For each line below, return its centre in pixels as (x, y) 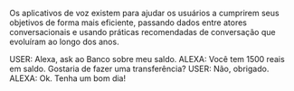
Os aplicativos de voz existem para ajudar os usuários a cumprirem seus (144, 13)
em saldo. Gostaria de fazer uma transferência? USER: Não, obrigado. (139, 68)
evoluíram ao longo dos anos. (64, 41)
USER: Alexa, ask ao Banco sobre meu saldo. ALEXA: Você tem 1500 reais (147, 59)
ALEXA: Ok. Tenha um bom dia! (68, 78)
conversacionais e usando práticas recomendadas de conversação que (142, 32)
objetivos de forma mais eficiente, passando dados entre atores (128, 23)
